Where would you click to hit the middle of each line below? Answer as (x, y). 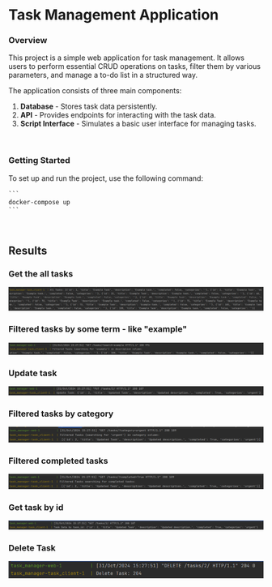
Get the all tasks (41, 274)
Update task (33, 373)
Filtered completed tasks (58, 461)
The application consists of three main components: (95, 91)
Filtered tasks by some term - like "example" (98, 329)
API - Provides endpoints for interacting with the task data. (118, 115)
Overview (28, 41)
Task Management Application (114, 15)
